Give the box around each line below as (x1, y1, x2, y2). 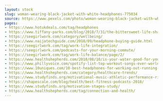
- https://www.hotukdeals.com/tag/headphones (4, 25, 98, 30)
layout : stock (4, 7, 34, 12)
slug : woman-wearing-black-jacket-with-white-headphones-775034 (4, 12, 138, 17)
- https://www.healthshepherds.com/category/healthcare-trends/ (4, 70, 138, 75)
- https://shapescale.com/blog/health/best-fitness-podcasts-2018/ (4, 79, 145, 84)
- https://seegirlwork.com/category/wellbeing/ (4, 34, 103, 39)
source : (4, 16, 20, 21)
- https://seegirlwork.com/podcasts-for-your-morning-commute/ (4, 48, 136, 52)
